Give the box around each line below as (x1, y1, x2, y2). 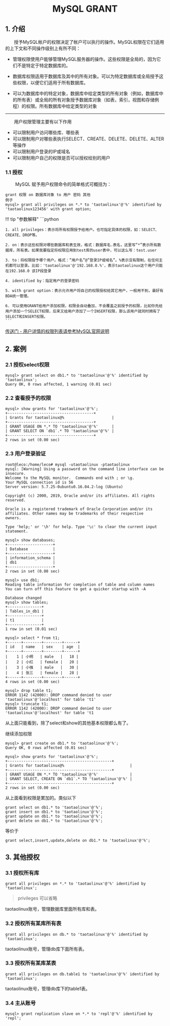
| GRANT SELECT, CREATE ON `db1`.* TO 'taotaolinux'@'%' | (5, 776, 133, 781)
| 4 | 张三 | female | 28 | (5, 670, 79, 676)
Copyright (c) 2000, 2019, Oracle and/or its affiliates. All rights (5, 493, 155, 498)
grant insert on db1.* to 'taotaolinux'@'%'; (5, 809, 103, 814)
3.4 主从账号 (5, 999, 36, 1006)
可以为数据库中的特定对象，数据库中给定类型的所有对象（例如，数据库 (12, 90, 159, 97)
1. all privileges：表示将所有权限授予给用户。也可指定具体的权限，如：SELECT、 (5, 227, 159, 233)
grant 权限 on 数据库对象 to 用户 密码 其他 (5, 193, 91, 198)
